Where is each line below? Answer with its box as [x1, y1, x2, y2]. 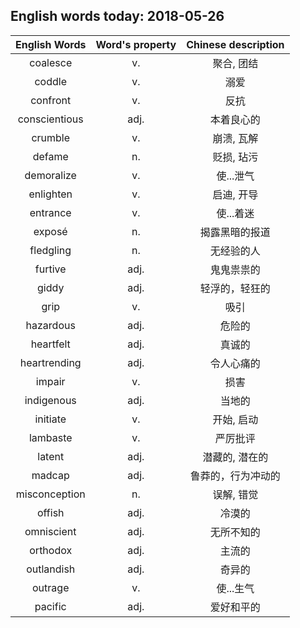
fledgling [29, 243, 72, 257]
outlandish [26, 562, 76, 576]
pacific [34, 599, 67, 613]
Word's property [95, 37, 177, 51]
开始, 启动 [212, 412, 259, 426]
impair [35, 374, 66, 388]
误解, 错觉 [212, 487, 259, 501]
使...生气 [216, 581, 255, 595]
